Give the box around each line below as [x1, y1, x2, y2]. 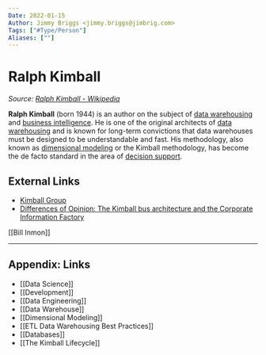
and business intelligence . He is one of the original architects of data [8, 118, 232, 128]
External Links [8, 174, 81, 188]
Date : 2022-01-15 [8, 11, 66, 20]
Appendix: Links [8, 258, 91, 272]
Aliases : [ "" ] [8, 33, 55, 42]
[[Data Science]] [19, 279, 74, 288]
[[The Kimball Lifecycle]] [19, 338, 101, 347]
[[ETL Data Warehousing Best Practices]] [19, 321, 154, 330]
